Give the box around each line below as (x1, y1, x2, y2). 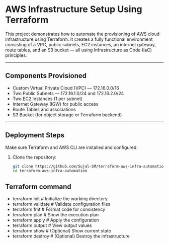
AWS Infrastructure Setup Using (5, 4, 142, 15)
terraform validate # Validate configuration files (12, 201, 111, 207)
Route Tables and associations (12, 106, 76, 112)
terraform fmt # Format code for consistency (12, 206, 106, 212)
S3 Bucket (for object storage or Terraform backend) (12, 112, 122, 118)
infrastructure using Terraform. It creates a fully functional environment (5, 36, 153, 42)
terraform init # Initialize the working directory (12, 196, 108, 202)
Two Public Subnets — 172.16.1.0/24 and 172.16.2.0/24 (12, 90, 124, 96)
